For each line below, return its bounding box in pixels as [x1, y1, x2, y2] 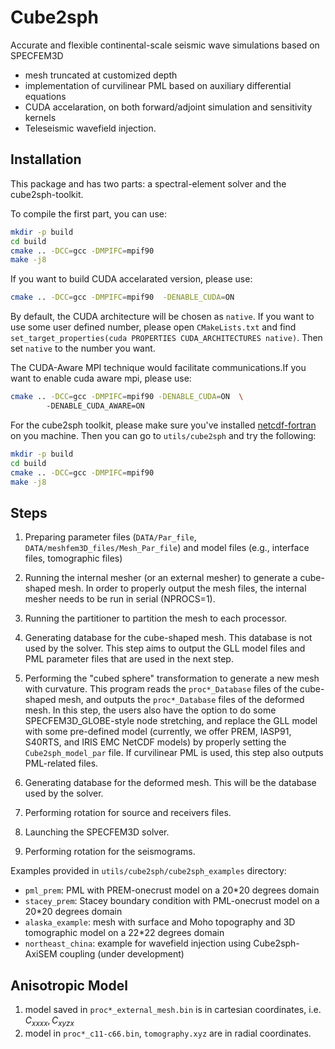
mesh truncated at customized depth [24, 69, 178, 81]
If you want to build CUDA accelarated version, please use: [10, 273, 253, 285]
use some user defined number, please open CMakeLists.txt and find [10, 321, 297, 333]
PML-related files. [24, 757, 99, 770]
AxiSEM [24, 948, 58, 960]
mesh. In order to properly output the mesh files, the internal [58, 582, 307, 595]
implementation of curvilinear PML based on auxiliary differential [24, 79, 292, 91]
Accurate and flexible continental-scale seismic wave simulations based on [10, 39, 320, 51]
